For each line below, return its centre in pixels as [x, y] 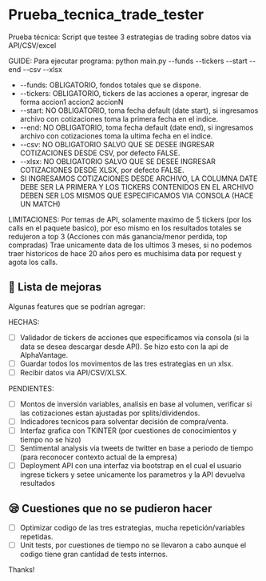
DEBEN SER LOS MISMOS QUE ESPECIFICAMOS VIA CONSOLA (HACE [137, 195]
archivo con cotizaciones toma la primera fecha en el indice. [119, 118]
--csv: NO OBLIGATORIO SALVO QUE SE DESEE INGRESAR [117, 144]
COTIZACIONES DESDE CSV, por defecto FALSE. [100, 153]
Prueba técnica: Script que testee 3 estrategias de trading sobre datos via [130, 37]
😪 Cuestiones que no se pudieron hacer [110, 509]
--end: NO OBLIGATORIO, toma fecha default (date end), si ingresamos [137, 127]
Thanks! [22, 570]
